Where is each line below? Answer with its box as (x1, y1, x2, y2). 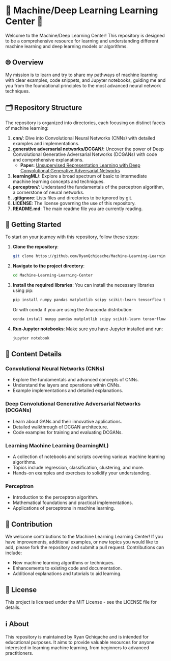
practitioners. (5, 650, 34, 656)
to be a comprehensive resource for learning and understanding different (5, 38, 159, 44)
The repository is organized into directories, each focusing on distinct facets (5, 120, 165, 126)
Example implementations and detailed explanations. (12, 388, 123, 394)
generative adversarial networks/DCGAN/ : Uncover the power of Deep (12, 146, 164, 152)
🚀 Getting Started (5, 220, 62, 229)
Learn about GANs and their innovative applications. (12, 418, 122, 424)
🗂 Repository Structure (5, 103, 82, 112)
